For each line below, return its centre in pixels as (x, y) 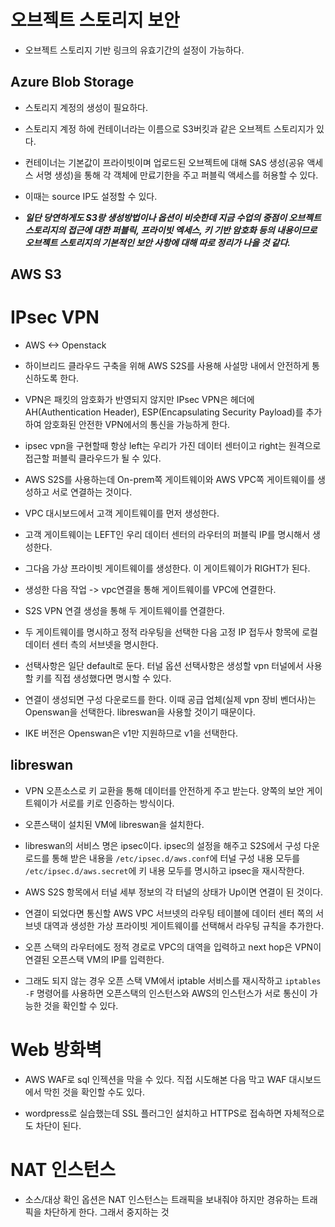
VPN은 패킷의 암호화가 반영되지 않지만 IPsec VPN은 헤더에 (139, 400)
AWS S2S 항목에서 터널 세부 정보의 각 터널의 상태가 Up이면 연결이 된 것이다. (173, 892)
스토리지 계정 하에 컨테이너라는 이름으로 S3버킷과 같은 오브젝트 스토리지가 (169, 128)
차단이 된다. (58, 1125)
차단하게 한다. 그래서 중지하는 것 (106, 1212)
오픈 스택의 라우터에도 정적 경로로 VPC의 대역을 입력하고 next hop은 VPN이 (173, 947)
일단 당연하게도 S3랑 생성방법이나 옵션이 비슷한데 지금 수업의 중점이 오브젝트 (173, 217)
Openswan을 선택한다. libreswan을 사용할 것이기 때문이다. (140, 712)
